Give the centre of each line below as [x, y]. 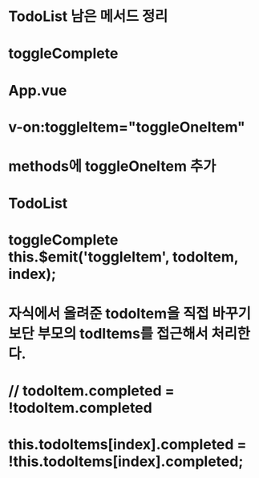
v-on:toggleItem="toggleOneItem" [127, 127]
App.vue [38, 90]
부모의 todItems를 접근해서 [123, 333]
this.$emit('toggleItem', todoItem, [123, 257]
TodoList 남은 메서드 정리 [88, 16]
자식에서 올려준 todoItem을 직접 [109, 313]
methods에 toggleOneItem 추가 [112, 166]
